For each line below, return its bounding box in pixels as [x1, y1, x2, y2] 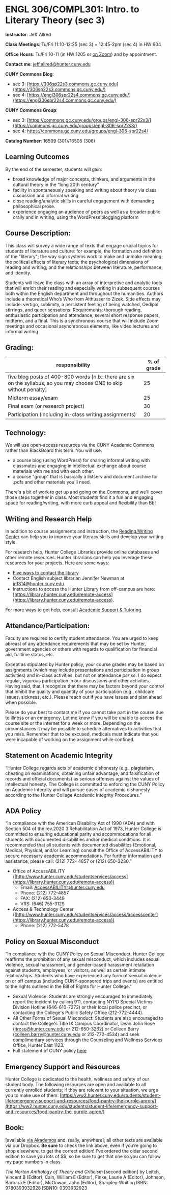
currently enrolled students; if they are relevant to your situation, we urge [5, 1087, 159, 1093]
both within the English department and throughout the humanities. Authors [5, 290, 164, 296]
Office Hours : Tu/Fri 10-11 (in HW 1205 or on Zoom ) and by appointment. [5, 51, 158, 57]
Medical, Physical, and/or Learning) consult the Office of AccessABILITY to [5, 847, 163, 854]
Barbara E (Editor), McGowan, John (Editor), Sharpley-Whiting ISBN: [5, 1179, 148, 1185]
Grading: [5, 343, 34, 352]
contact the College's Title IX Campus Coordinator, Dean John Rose [12, 1021, 155, 1027]
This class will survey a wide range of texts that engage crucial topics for [5, 242, 159, 248]
